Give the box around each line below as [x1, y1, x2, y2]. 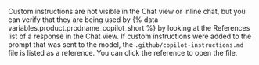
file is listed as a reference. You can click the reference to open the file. [8, 49, 238, 57]
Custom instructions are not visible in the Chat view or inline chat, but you [8, 7, 246, 16]
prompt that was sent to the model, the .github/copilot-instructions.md [8, 40, 244, 49]
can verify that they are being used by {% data [8, 15, 159, 24]
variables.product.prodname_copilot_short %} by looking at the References [8, 23, 250, 32]
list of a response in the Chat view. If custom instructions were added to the [8, 31, 252, 41]
